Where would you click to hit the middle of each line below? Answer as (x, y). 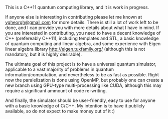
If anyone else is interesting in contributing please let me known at (74, 17)
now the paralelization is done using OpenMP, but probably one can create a (84, 80)
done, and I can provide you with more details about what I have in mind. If (82, 28)
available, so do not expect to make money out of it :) (60, 111)
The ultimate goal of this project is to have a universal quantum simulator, (81, 64)
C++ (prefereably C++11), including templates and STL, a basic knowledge (82, 38)
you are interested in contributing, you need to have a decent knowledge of (83, 33)
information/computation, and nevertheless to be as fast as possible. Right (82, 75)
